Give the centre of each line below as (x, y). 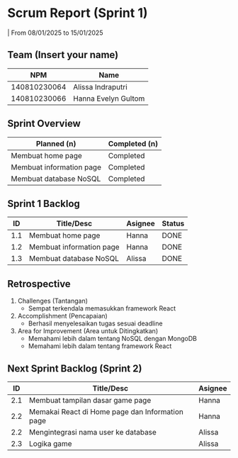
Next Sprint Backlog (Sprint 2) (75, 368)
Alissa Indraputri (100, 86)
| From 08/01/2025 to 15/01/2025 (55, 33)
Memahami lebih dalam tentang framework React (100, 346)
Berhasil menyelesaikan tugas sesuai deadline (95, 323)
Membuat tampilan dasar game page (90, 400)
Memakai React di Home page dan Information (107, 412)
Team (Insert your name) (63, 55)
